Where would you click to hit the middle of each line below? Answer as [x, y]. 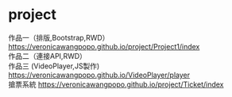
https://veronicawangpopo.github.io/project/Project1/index [104, 46]
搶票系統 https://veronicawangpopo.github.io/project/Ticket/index [116, 84]
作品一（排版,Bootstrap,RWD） [59, 37]
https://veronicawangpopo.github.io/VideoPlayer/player [99, 75]
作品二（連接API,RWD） [48, 56]
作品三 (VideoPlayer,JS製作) [54, 66]
